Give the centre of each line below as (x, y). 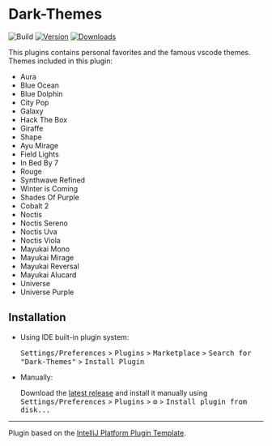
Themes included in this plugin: (61, 61)
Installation (37, 317)
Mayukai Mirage (47, 257)
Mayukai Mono (45, 249)
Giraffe (32, 128)
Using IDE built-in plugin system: (74, 337)
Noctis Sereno (44, 223)
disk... (35, 410)
